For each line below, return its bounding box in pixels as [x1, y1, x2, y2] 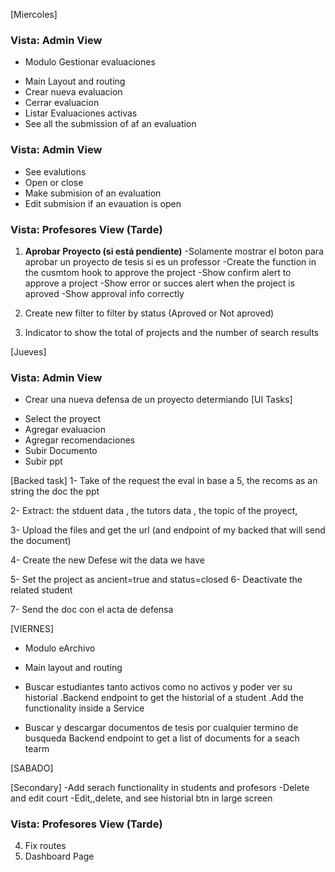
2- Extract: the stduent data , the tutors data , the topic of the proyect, [10, 505, 298, 517]
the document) [10, 535, 72, 547]
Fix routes [24, 840, 67, 852]
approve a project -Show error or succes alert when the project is [24, 277, 296, 289]
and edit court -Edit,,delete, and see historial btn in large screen [10, 792, 273, 804]
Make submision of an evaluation [24, 187, 162, 199]
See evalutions [24, 165, 87, 178]
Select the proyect [24, 413, 102, 425]
